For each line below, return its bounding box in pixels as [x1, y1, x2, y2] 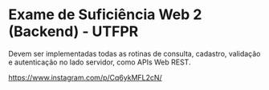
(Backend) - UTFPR [8, 22, 139, 41]
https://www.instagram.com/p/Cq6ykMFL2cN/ [8, 72, 162, 82]
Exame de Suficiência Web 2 [8, 6, 202, 24]
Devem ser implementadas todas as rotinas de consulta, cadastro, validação [8, 49, 261, 58]
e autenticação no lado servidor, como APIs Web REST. [8, 57, 191, 67]
